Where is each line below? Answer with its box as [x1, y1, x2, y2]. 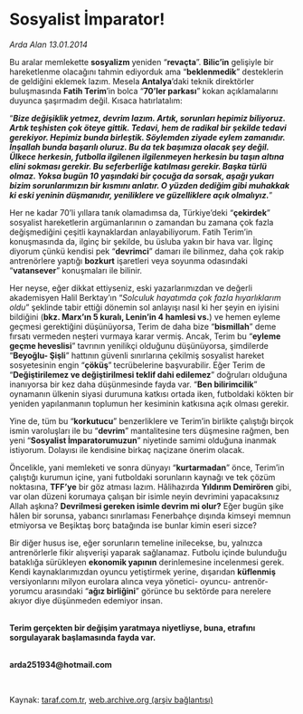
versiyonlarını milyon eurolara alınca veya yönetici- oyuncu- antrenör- [9, 575, 269, 586]
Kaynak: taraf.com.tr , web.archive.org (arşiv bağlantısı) [9, 694, 214, 705]
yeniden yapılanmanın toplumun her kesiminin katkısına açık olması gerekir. [9, 398, 289, 409]
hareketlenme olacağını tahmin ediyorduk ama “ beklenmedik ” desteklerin [9, 66, 284, 77]
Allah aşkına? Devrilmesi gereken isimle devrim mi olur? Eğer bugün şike [9, 500, 284, 511]
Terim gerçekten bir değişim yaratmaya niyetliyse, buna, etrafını [9, 622, 256, 633]
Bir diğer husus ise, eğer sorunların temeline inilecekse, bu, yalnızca [9, 537, 263, 548]
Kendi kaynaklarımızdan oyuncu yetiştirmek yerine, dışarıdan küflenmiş [9, 566, 276, 577]
